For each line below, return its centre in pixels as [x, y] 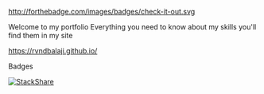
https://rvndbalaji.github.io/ [53, 51]
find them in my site [41, 35]
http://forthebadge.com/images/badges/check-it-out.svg [102, 12]
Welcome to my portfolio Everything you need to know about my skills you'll [132, 27]
